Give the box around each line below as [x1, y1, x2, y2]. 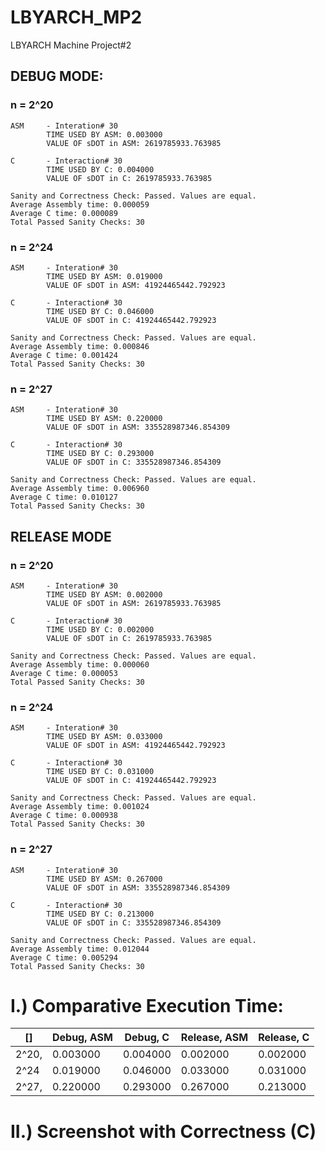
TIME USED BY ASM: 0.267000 [46, 874, 163, 884]
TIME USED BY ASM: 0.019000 [46, 271, 163, 281]
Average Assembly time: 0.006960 [10, 484, 150, 494]
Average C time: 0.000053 [10, 668, 118, 678]
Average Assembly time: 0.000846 [10, 341, 150, 351]
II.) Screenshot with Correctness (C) [10, 1120, 317, 1143]
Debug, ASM [51, 1031, 113, 1045]
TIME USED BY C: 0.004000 [46, 164, 155, 175]
